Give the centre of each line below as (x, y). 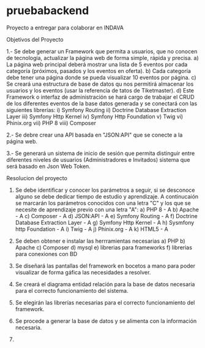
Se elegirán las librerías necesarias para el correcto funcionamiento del (105, 302)
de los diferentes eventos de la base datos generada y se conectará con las (102, 103)
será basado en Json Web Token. (48, 166)
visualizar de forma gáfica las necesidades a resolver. (83, 272)
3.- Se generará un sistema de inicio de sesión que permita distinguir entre (101, 153)
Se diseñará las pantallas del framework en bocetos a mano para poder (105, 266)
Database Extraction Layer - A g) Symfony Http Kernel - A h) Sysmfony (105, 222)
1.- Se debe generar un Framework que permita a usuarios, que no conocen (102, 51)
